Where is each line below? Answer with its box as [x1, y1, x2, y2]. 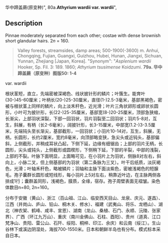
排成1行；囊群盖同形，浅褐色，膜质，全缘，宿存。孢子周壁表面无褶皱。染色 [5, 178, 160, 184]
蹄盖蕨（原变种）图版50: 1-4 [17, 70, 76, 76]
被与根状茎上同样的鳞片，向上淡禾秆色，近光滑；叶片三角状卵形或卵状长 [5, 103, 154, 109]
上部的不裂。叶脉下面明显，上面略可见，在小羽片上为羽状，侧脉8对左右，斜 [5, 153, 161, 159]
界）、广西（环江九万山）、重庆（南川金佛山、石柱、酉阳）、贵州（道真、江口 [5, 213, 161, 219]
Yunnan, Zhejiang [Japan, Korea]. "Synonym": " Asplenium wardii [17, 58, 151, 64]
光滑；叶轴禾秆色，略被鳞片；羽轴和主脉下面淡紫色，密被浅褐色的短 [13, 165, 154, 171]
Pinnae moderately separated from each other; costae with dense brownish [5, 32, 161, 38]
